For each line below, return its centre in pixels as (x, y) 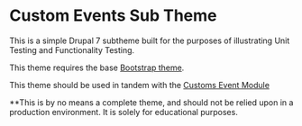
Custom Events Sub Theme (114, 16)
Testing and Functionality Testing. (72, 49)
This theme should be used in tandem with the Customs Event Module (140, 85)
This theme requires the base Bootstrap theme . (97, 67)
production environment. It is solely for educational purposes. (124, 112)
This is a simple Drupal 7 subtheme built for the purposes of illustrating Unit (150, 40)
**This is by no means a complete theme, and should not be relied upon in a (151, 102)
